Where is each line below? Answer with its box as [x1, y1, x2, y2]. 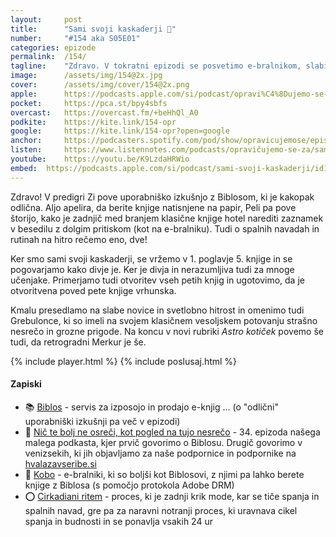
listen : [10, 145, 43, 155]
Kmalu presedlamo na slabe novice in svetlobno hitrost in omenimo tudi [10, 304, 305, 316]
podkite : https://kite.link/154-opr [10, 117, 177, 127]
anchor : [10, 136, 43, 146]
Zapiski [10, 378, 42, 390]
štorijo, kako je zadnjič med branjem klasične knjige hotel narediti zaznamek [10, 212, 324, 224]
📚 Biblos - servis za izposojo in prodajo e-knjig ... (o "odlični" [24, 401, 280, 413]
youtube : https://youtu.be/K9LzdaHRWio [10, 154, 190, 164]
